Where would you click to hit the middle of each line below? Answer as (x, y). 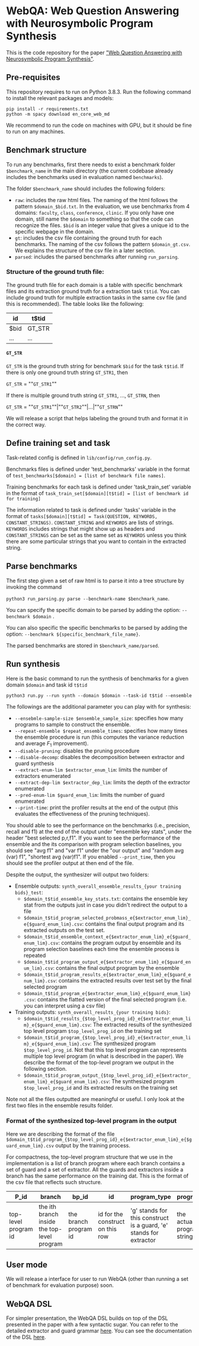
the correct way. (26, 425)
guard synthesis (34, 764)
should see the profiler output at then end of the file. (70, 863)
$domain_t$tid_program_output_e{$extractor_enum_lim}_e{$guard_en (107, 962)
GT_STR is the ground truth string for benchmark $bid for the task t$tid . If (95, 366)
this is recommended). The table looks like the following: (75, 304)
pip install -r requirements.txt (47, 109)
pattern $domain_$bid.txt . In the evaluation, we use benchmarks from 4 (102, 206)
